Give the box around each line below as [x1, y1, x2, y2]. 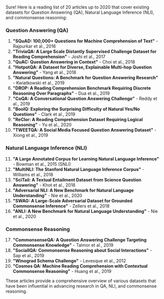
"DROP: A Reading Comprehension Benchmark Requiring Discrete [12, 85, 151, 91]
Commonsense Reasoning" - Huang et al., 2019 [12, 268, 112, 274]
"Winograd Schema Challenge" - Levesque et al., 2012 [12, 258, 126, 264]
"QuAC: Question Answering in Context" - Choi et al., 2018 [12, 59, 135, 65]
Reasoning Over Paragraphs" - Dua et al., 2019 [12, 91, 110, 97]
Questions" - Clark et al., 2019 [12, 111, 75, 117]
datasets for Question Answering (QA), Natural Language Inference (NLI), [5, 9, 155, 15]
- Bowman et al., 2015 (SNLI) [12, 161, 71, 167]
